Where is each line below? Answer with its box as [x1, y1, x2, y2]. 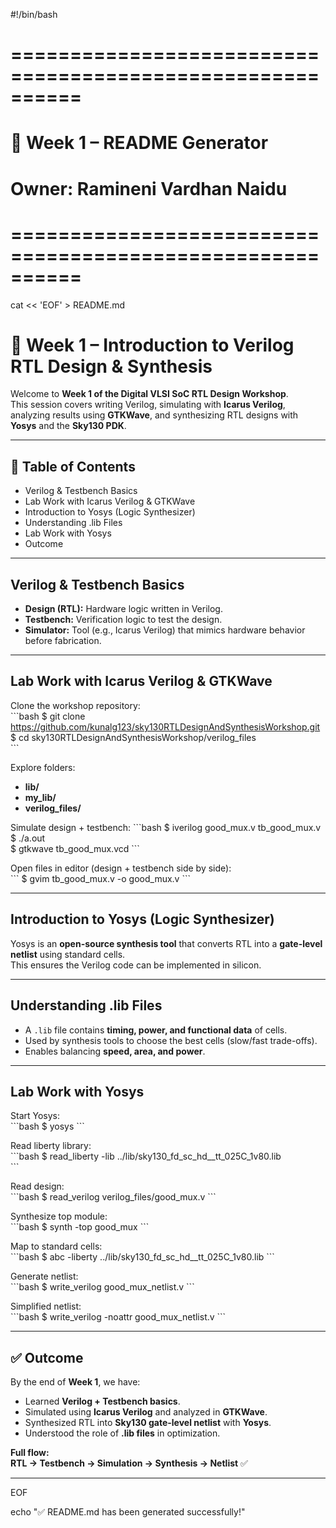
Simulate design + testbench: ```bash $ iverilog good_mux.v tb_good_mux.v [10, 821, 322, 833]
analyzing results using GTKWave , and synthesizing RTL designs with [10, 409, 299, 421]
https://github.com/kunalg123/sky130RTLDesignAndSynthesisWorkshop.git [10, 720, 321, 733]
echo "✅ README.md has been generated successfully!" [10, 1506, 246, 1518]
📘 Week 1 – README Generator [10, 132, 269, 154]
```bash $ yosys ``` [10, 1120, 85, 1133]
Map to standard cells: [10, 1240, 103, 1253]
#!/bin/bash [10, 9, 58, 20]
